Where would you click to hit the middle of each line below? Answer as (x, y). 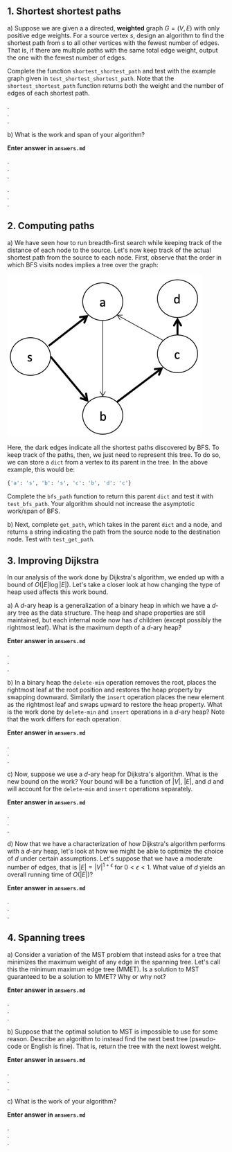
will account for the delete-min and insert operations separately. (100, 789)
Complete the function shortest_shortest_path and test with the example (111, 71)
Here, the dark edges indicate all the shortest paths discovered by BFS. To (113, 447)
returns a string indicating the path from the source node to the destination (114, 532)
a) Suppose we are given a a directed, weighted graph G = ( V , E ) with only (114, 28)
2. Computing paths (51, 226)
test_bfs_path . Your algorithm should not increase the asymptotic (101, 503)
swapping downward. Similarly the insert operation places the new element (116, 697)
